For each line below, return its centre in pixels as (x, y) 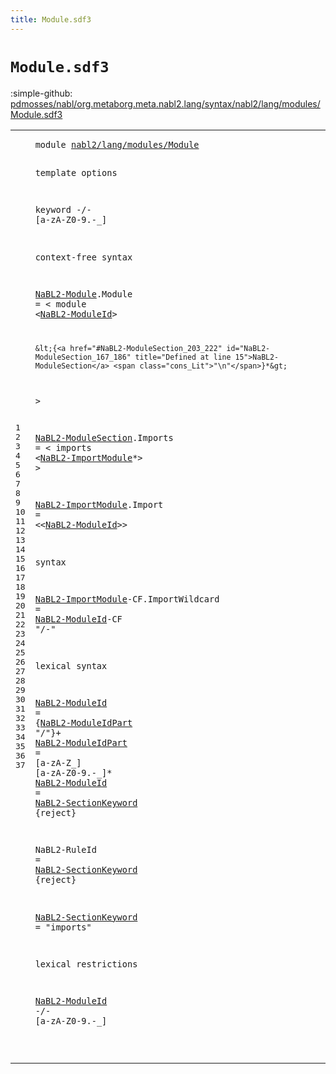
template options (76, 173)
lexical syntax (71, 665)
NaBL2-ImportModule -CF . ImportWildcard (127, 599)
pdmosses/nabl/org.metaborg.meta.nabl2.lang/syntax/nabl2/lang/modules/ (165, 103)
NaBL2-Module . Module (83, 294)
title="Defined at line (183, 357)
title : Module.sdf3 (51, 19)
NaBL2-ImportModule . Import (99, 505)
